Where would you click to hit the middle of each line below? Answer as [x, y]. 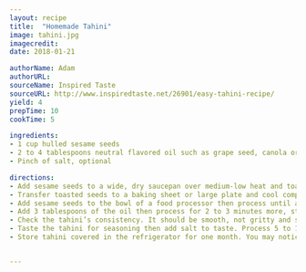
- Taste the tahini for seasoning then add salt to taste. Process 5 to [150, 229]
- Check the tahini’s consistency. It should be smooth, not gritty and [150, 220]
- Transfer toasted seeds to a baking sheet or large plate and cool [144, 194]
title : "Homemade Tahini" [61, 26]
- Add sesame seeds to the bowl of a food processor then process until [150, 203]
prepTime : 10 [34, 110]
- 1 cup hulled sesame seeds [65, 144]
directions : [32, 178]
